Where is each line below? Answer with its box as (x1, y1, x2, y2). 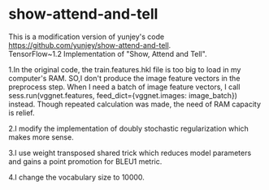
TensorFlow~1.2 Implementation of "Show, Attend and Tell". (8, 49, 207, 58)
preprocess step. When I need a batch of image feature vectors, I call (8, 82, 241, 92)
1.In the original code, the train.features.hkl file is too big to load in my (8, 64, 241, 74)
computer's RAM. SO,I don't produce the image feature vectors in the (8, 73, 241, 83)
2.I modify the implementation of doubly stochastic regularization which (8, 123, 249, 133)
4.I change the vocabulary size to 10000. (8, 172, 145, 182)
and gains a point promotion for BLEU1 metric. (8, 156, 163, 166)
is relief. (8, 107, 35, 118)
